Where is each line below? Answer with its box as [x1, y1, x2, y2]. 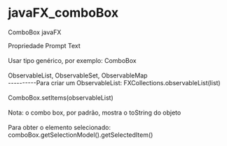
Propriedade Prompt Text [8, 41, 81, 50]
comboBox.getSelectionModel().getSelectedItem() [8, 131, 153, 139]
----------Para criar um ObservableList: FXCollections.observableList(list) [8, 78, 221, 87]
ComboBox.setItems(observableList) [8, 93, 114, 102]
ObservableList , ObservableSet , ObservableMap [8, 71, 148, 80]
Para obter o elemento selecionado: [8, 123, 111, 131]
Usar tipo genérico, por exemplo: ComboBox [8, 56, 137, 64]
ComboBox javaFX [8, 28, 62, 36]
